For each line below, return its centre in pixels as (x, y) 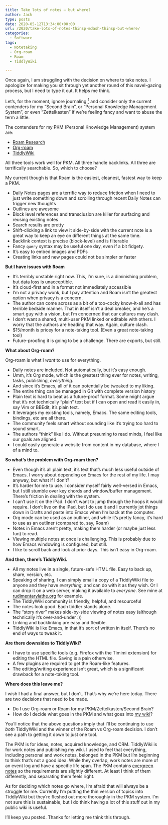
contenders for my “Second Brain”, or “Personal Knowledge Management (81, 107)
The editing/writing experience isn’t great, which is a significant (78, 669)
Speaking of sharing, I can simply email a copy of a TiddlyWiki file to (83, 580)
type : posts (18, 19)
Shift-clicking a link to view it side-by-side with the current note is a (82, 230)
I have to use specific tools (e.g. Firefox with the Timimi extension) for (85, 652)
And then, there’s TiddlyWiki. (36, 559)
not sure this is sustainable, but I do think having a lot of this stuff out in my (83, 802)
